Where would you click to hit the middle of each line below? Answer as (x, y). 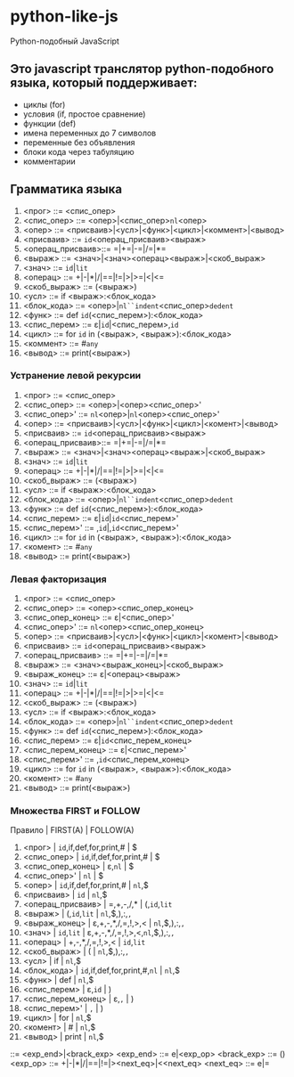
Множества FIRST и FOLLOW (75, 811)
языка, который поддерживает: (104, 83)
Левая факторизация (58, 579)
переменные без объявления (79, 142)
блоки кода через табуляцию (78, 151)
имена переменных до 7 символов (90, 133)
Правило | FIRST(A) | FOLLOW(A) (72, 830)
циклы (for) (44, 104)
